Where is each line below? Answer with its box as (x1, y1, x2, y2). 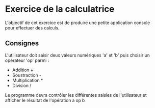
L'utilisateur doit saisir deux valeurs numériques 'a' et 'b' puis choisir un (5, 52, 150, 58)
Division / (12, 82, 31, 88)
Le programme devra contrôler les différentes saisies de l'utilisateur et (5, 92, 147, 98)
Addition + (12, 67, 33, 73)
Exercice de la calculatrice (5, 3, 115, 15)
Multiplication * (12, 77, 43, 83)
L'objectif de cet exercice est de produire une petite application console (5, 20, 150, 26)
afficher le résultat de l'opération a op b (5, 97, 85, 103)
